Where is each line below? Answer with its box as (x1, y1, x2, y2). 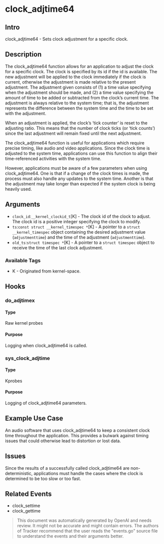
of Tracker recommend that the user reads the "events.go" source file (17, 528, 158, 534)
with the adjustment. (5, 110, 47, 116)
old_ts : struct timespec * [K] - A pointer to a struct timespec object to (12, 240, 155, 245)
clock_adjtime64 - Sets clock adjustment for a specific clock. (5, 36, 128, 42)
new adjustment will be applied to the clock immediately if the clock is (5, 74, 146, 80)
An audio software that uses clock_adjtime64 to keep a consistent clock (5, 427, 150, 433)
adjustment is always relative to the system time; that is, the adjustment (5, 100, 149, 106)
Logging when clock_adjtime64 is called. (5, 342, 87, 348)
